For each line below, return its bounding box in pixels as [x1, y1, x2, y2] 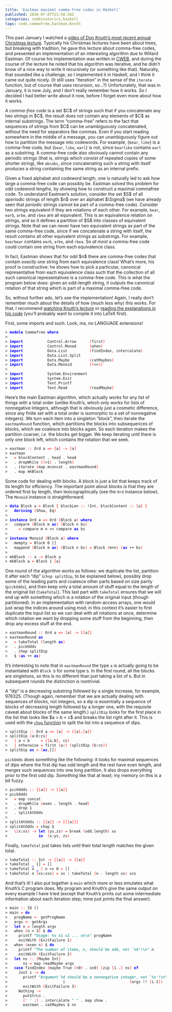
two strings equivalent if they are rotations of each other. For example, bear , [5, 207, 160, 213]
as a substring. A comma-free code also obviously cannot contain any [5, 150, 149, 156]
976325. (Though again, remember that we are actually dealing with [5, 693, 144, 699]
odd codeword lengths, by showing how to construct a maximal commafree [5, 186, 160, 192]
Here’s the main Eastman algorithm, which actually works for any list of [5, 394, 150, 400]
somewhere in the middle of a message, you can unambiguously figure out [5, 134, 158, 140]
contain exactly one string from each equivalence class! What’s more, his [5, 259, 155, 265]
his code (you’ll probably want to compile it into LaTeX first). [5, 311, 128, 317]
